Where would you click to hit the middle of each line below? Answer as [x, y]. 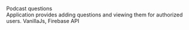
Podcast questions [29, 9]
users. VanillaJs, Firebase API [43, 21]
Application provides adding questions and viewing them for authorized [94, 15]
